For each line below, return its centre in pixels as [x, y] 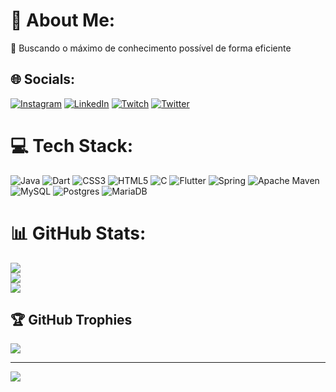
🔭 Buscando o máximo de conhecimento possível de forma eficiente [151, 48]
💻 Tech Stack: [72, 145]
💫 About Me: [63, 20]
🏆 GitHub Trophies [71, 320]
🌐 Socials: [43, 79]
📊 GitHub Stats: [78, 233]
